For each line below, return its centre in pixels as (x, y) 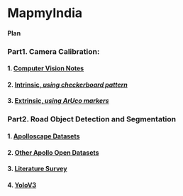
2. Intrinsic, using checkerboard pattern (67, 85)
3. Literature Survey (37, 169)
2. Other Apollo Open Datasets (53, 152)
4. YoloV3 (22, 185)
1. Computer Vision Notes (46, 68)
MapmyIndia (45, 13)
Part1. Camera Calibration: (54, 51)
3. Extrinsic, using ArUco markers (58, 101)
